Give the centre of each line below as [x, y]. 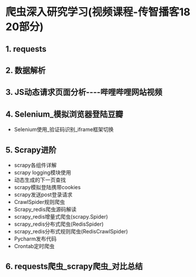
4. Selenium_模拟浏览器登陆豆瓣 [64, 114]
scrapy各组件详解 [35, 165]
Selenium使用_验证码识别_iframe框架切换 [64, 130]
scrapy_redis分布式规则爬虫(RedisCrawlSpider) [71, 231]
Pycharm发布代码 [35, 239]
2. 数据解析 [26, 70]
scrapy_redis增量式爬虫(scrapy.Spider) [61, 216]
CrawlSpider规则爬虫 [39, 202]
